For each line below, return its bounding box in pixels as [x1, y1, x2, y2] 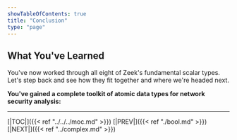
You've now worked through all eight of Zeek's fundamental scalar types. [7, 69, 221, 77]
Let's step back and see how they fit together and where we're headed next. [7, 76, 229, 85]
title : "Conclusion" [7, 17, 68, 24]
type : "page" [7, 23, 46, 30]
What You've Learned [7, 49, 104, 62]
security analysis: [7, 97, 61, 106]
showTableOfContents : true [7, 10, 87, 18]
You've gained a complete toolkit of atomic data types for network [7, 90, 206, 98]
